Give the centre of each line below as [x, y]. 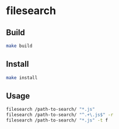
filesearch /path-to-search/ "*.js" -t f [57, 120]
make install [22, 77]
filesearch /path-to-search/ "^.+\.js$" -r [60, 115]
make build [19, 46]
